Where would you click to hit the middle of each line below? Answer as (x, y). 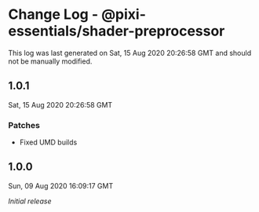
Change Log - (53, 15)
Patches (24, 125)
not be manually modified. (50, 61)
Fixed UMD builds (48, 142)
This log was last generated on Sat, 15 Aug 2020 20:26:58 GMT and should (130, 53)
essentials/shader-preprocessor (117, 31)
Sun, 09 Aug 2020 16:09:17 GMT (61, 185)
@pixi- (124, 15)
